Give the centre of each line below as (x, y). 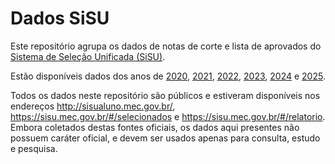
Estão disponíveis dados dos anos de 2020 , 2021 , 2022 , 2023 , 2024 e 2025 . (168, 76)
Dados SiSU (60, 18)
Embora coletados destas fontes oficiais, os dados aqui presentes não (155, 127)
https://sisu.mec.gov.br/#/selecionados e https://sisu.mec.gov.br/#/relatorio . (168, 116)
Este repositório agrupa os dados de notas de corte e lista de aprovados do (166, 46)
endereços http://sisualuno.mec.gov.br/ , (93, 106)
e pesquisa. (34, 148)
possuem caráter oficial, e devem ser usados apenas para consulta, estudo (165, 138)
